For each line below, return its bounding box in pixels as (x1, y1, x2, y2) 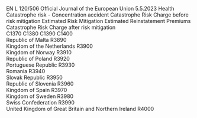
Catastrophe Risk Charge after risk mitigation (6, 24, 116, 31)
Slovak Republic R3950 (6, 74, 63, 81)
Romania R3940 (6, 68, 46, 74)
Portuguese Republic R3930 (6, 61, 75, 68)
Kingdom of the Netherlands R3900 (6, 42, 93, 50)
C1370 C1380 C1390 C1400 (6, 30, 73, 37)
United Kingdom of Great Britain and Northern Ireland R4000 (6, 106, 154, 112)
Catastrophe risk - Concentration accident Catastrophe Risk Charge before (6, 11, 189, 18)
